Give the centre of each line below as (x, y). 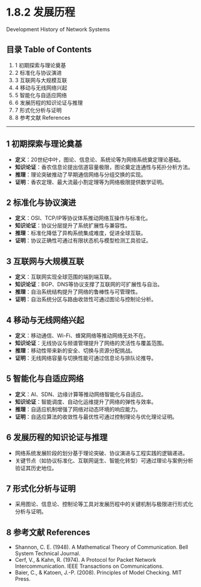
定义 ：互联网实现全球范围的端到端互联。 (65, 277)
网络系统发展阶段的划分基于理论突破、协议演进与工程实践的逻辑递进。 (101, 453)
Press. (23, 579)
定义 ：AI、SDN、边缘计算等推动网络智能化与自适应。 (80, 394)
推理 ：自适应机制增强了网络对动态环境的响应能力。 (78, 409)
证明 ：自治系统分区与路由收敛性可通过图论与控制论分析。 (86, 299)
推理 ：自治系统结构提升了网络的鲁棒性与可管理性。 (78, 292)
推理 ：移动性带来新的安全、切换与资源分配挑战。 (75, 350)
